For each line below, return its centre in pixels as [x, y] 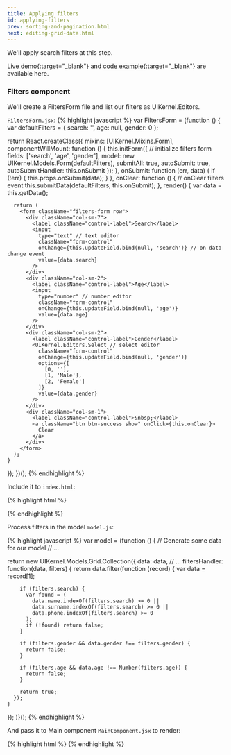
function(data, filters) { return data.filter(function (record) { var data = [106, 568]
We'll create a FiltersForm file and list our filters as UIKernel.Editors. [104, 107]
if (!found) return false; [65, 625]
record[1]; [21, 576]
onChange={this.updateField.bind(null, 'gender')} [113, 357]
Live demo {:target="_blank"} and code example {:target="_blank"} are [107, 66]
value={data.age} [63, 314]
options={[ [54, 363]
